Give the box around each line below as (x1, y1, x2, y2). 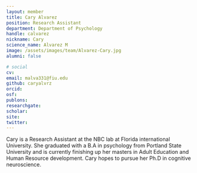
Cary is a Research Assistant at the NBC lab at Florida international (6, 135, 170, 143)
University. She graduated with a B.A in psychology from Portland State (6, 142, 182, 149)
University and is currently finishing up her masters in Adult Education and (6, 149, 189, 156)
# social (6, 64, 28, 70)
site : (6, 114, 20, 120)
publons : (6, 97, 28, 103)
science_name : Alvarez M (6, 42, 68, 48)
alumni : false (6, 53, 42, 59)
